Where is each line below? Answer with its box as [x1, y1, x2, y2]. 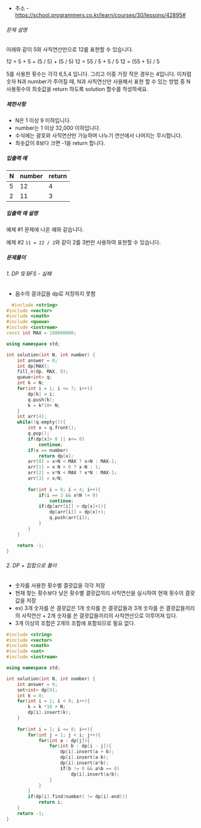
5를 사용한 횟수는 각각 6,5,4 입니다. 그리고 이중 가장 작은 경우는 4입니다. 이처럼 [6, 71, 192, 78]
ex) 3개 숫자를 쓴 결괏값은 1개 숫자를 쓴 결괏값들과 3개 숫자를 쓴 [14, 604, 164, 611]
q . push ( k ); [28, 397, 55, 403]
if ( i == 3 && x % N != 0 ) [38, 492, 98, 498]
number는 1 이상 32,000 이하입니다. [14, 124, 101, 132]
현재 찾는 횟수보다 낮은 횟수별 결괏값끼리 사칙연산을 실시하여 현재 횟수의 [14, 589, 184, 596]
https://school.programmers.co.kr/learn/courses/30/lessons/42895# [14, 11, 186, 19]
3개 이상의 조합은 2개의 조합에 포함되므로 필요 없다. [14, 619, 136, 626]
